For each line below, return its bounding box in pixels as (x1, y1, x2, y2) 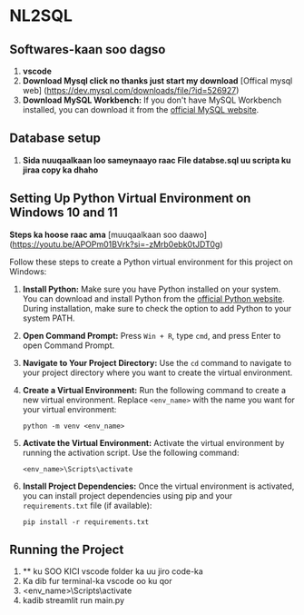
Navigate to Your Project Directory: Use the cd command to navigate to (22, 357, 292, 368)
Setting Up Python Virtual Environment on (9, 191, 251, 206)
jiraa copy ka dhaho (22, 164, 99, 175)
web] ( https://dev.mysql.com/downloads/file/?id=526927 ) (22, 85, 240, 95)
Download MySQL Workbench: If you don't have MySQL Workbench (22, 94, 282, 105)
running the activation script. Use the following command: (22, 447, 240, 458)
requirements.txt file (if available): (22, 500, 152, 511)
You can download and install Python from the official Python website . (22, 293, 285, 304)
